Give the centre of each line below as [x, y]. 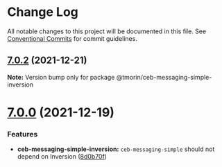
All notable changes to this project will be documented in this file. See [107, 31]
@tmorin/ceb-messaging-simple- [164, 77]
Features [23, 134]
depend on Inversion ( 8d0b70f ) [62, 157]
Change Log [43, 12]
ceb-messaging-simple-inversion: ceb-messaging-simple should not [116, 149]
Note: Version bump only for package [61, 77]
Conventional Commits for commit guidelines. [72, 38]
